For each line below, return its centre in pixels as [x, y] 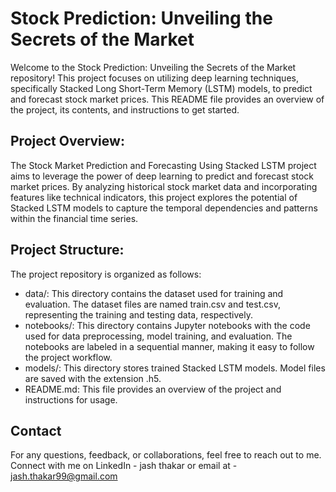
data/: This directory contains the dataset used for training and [154, 293]
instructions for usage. [71, 399]
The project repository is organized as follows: [106, 274]
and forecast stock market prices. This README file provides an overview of [167, 99]
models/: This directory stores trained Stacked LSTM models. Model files [175, 368]
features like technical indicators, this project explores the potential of [154, 197]
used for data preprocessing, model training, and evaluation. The [158, 336]
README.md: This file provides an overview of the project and [153, 389]
